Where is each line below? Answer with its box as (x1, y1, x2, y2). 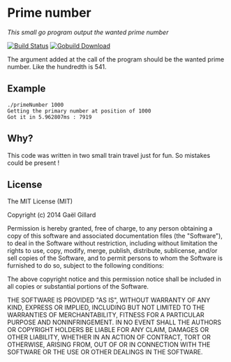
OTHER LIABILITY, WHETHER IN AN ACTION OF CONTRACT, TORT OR (7, 333, 211, 342)
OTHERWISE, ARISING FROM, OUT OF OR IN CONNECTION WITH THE (7, 340, 211, 349)
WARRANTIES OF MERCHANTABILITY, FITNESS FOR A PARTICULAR (7, 311, 204, 319)
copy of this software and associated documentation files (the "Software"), (7, 232, 223, 240)
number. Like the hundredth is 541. (7, 62, 107, 71)
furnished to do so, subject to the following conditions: (7, 261, 164, 270)
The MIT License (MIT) (7, 197, 73, 205)
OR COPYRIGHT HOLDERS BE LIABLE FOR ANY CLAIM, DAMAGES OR (7, 326, 209, 334)
